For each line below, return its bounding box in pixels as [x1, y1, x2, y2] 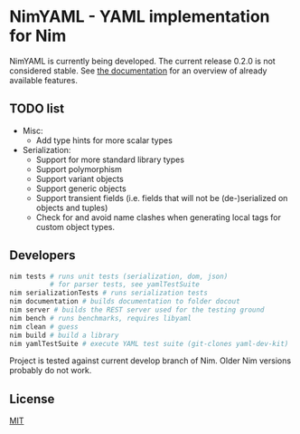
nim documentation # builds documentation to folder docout [9, 297, 241, 306]
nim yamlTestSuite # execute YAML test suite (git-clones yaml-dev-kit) [9, 339, 289, 348]
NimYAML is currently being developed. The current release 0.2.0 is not [9, 55, 276, 66]
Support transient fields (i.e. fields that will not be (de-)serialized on [35, 192, 288, 203]
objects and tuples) [35, 202, 108, 213]
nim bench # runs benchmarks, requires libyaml [9, 313, 192, 323]
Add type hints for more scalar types [35, 134, 173, 146]
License [9, 391, 55, 407]
